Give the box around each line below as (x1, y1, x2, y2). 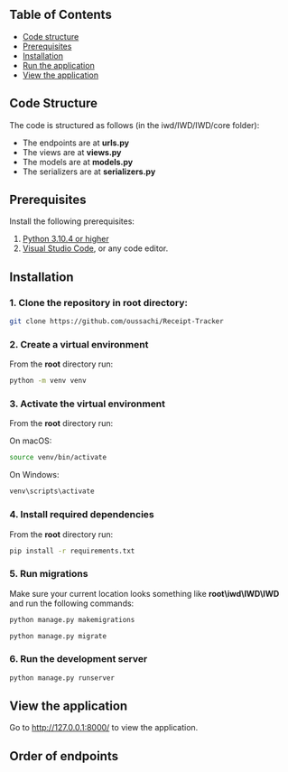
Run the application (22, 60, 95, 70)
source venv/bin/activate (9, 453, 107, 462)
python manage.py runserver (9, 673, 116, 683)
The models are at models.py (22, 156, 134, 167)
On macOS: (9, 435, 52, 446)
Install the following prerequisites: (9, 216, 135, 227)
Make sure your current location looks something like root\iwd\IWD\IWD (9, 588, 280, 599)
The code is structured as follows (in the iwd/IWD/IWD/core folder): (9, 119, 260, 130)
